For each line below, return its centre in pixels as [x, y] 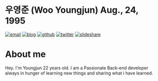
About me [26, 54]
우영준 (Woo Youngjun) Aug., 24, [72, 10]
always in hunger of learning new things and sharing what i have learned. [79, 73]
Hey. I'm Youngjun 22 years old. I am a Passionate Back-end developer [77, 68]
